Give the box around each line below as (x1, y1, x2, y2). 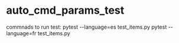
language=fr (6, 29, 37, 36)
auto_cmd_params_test (6, 4, 125, 17)
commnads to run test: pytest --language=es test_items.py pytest (6, 23, 167, 30)
